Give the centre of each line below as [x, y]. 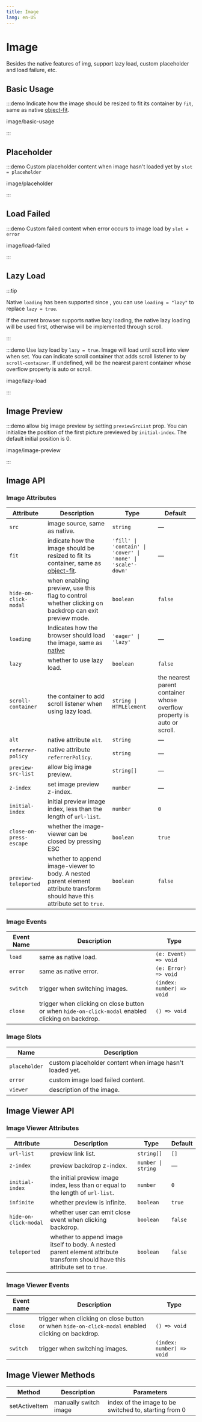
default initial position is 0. [38, 438]
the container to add [76, 696]
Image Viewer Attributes [43, 1128]
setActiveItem [29, 1406]
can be [78, 834]
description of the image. [84, 1089]
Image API [26, 481]
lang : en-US [21, 17]
